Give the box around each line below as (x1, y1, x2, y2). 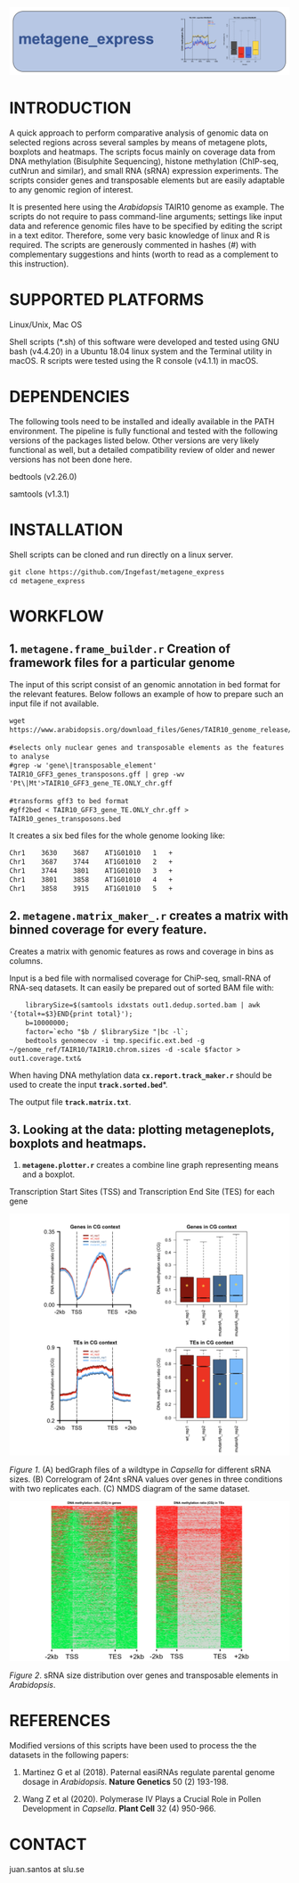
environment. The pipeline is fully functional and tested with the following (9, 425, 279, 436)
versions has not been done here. (9, 454, 133, 465)
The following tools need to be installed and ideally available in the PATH (9, 415, 275, 426)
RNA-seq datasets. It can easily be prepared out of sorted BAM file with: (9, 982, 274, 992)
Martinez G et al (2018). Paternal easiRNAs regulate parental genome (21, 1766, 276, 1777)
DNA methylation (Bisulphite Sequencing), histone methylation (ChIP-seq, (9, 156, 279, 167)
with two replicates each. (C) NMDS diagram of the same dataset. (9, 1483, 251, 1493)
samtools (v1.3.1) (9, 489, 69, 499)
